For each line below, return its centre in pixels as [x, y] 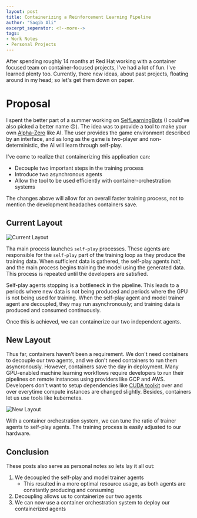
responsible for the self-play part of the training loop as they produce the [96, 255]
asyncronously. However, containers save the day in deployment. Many [92, 367]
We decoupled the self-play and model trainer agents [79, 477]
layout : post [22, 11]
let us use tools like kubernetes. [45, 398]
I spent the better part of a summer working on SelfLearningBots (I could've [98, 120]
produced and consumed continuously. [54, 310]
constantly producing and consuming [69, 490]
